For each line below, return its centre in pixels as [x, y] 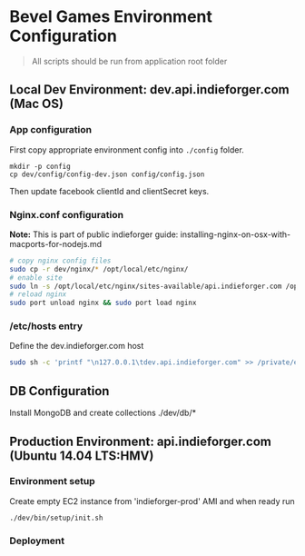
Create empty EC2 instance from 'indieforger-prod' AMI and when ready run [152, 501]
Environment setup [52, 482]
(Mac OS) [36, 104]
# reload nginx [38, 294]
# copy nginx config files [60, 261]
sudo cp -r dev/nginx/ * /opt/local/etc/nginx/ [99, 269]
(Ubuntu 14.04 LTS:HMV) [82, 456]
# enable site [36, 278]
